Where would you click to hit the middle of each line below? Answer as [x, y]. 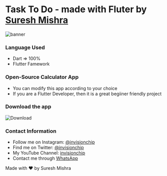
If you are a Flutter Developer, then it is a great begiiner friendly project [87, 94]
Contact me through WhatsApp [45, 158]
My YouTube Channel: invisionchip [49, 153]
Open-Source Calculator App [42, 77]
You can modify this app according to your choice [65, 88]
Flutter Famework [31, 64]
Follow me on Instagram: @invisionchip [54, 142]
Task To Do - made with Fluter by [76, 9]
